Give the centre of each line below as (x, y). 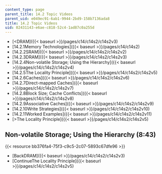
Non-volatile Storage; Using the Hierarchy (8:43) (81, 135)
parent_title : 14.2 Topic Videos (39, 14)
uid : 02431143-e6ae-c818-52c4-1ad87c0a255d (50, 28)
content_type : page (25, 10)
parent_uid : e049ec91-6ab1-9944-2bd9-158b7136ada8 (57, 19)
